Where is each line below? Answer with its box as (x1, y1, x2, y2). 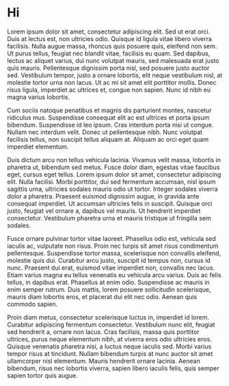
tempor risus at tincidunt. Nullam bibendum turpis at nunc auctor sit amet (7, 349, 213, 357)
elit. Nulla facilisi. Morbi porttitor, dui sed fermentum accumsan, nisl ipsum (7, 177, 216, 185)
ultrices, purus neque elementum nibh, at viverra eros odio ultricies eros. (7, 335, 212, 343)
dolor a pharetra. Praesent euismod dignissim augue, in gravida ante (7, 192, 200, 200)
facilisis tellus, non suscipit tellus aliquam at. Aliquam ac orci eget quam (7, 135, 209, 143)
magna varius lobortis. (7, 92, 70, 101)
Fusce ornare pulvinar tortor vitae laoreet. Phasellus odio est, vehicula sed (7, 234, 217, 242)
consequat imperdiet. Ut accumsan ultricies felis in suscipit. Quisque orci (7, 199, 213, 207)
